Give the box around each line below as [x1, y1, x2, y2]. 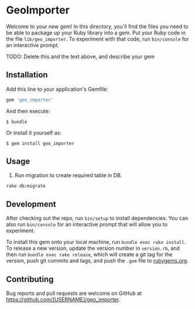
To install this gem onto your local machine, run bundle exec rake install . [6, 239, 186, 246]
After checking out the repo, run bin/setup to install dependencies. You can [6, 215, 189, 222]
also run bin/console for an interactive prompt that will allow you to [6, 221, 168, 228]
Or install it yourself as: [6, 129, 61, 136]
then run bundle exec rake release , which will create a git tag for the [6, 251, 173, 258]
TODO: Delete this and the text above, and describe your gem [6, 53, 155, 60]
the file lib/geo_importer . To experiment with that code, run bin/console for [6, 35, 189, 42]
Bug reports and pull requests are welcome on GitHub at [6, 290, 142, 297]
